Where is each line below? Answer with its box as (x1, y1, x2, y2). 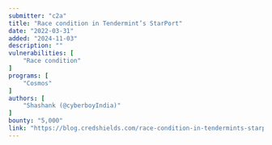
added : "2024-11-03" (8, 34, 79, 43)
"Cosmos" (23, 79, 53, 87)
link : (8, 124, 27, 132)
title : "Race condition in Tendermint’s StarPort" (8, 19, 183, 27)
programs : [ (8, 72, 49, 80)
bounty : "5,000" (8, 117, 63, 125)
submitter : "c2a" (8, 11, 67, 20)
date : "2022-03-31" (8, 27, 74, 35)
